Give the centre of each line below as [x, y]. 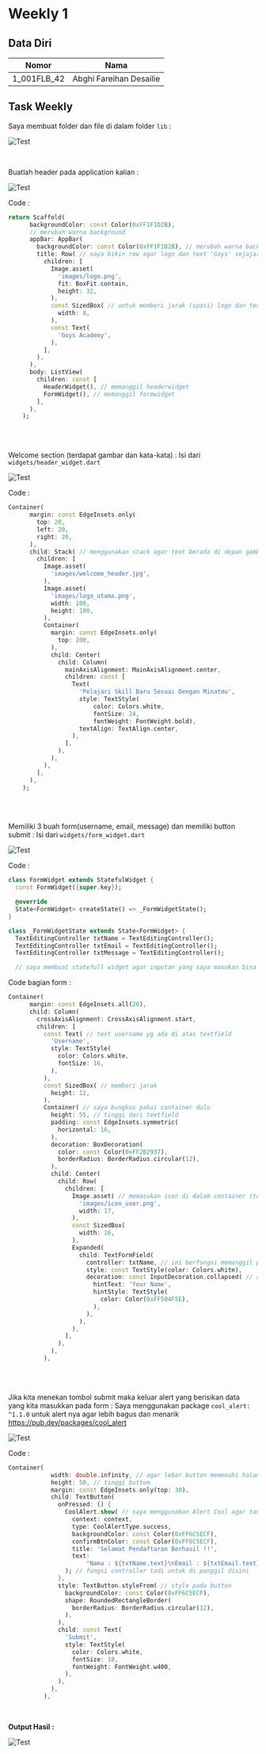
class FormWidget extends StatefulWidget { [81, 880]
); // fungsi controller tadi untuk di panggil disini [157, 1571]
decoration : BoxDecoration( [97, 1144]
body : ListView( [56, 372]
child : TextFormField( [116, 1255]
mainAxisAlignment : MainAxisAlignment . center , [143, 670]
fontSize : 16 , [81, 1063]
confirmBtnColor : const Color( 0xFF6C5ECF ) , [144, 1541]
